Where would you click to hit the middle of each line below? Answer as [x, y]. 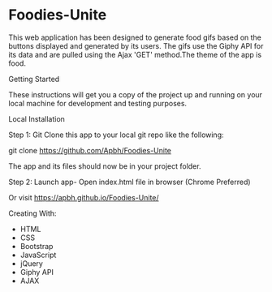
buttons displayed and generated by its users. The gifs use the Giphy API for [136, 45]
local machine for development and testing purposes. [98, 103]
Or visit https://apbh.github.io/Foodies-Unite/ [84, 197]
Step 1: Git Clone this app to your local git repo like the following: [117, 135]
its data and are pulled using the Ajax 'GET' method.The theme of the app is [135, 54]
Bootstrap [37, 246]
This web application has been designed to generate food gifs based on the [135, 37]
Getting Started [34, 79]
